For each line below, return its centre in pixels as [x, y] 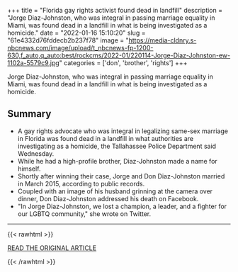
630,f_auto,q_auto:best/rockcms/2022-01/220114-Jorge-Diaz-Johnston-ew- [119, 55]
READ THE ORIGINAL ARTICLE [52, 248]
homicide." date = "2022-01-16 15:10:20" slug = [76, 33]
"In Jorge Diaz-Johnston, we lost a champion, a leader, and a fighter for [122, 206]
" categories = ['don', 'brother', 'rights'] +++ [123, 63]
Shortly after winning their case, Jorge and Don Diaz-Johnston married [121, 176]
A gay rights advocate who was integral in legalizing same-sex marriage [123, 131]
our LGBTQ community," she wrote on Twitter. [84, 214]
